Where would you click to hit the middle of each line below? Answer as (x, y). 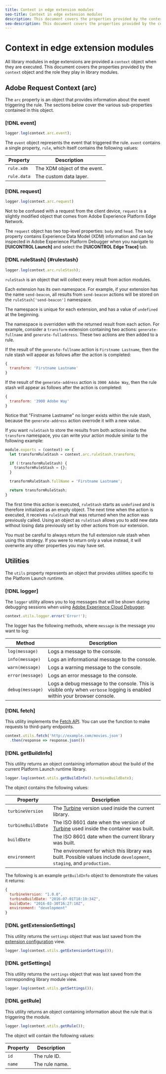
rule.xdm (18, 168)
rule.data (19, 177)
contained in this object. (30, 110)
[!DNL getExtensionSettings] (40, 926)
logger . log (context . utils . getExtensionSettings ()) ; (59, 950)
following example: (24, 440)
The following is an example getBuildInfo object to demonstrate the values (82, 875)
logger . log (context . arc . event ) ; (38, 133)
